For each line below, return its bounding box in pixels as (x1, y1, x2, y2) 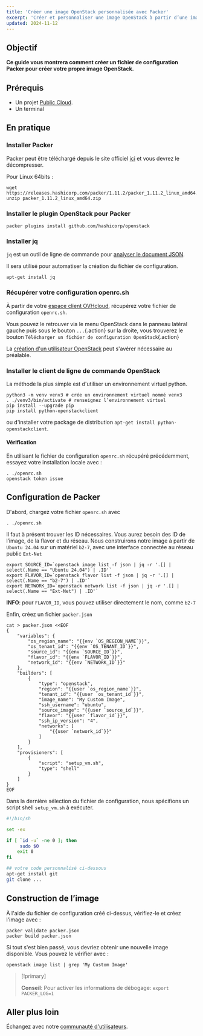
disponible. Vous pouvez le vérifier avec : (6, 950, 109, 957)
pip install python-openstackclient (6, 407, 98, 414)
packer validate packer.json (6, 927, 80, 934)
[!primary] (21, 972, 47, 980)
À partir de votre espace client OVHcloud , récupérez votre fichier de (6, 302, 176, 309)
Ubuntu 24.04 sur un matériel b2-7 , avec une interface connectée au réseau (6, 543, 193, 550)
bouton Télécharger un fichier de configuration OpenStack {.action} (6, 333, 179, 340)
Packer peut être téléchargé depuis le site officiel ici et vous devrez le (6, 155, 180, 162)
